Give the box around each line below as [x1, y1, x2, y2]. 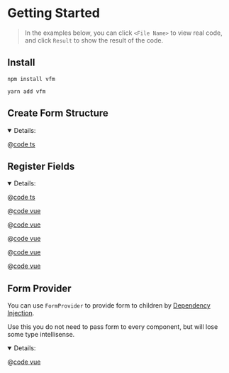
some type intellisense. [7, 330, 75, 339]
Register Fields [7, 160, 75, 172]
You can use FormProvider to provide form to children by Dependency [7, 301, 211, 310]
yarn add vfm [7, 87, 46, 95]
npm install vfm [7, 75, 55, 82]
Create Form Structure [7, 107, 108, 119]
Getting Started [7, 5, 101, 21]
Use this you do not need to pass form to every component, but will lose [7, 323, 218, 331]
